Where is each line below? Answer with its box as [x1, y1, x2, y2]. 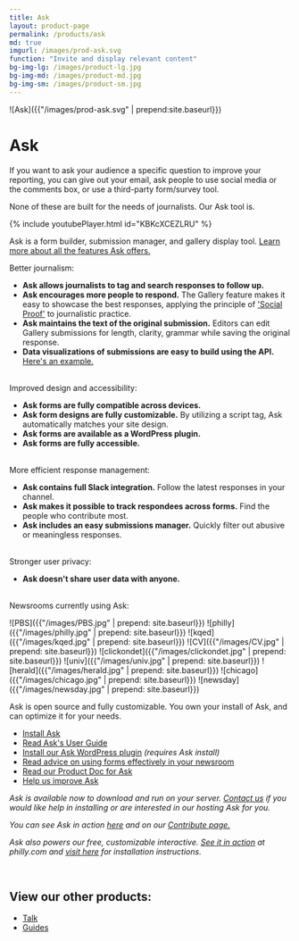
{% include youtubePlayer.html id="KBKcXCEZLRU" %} [9, 218, 212, 229]
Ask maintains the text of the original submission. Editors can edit [21, 318, 270, 329]
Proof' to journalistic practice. [21, 308, 132, 319]
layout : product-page [9, 21, 90, 30]
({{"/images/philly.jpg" [9, 627, 92, 637]
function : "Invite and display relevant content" [9, 54, 198, 63]
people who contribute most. [21, 510, 129, 520]
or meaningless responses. [21, 529, 122, 540]
